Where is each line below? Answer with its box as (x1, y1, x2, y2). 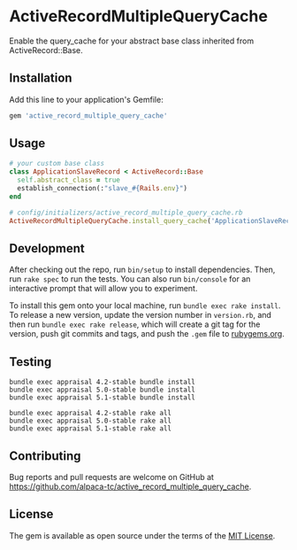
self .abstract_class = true (17, 175, 121, 185)
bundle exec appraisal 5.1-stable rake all (9, 424, 172, 433)
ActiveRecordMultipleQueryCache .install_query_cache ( (9, 216, 212, 225)
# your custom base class (9, 159, 104, 168)
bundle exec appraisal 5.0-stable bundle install (9, 385, 196, 395)
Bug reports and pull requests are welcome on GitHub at (9, 472, 215, 482)
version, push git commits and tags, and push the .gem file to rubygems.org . (9, 329, 286, 339)
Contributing (9, 448, 81, 463)
